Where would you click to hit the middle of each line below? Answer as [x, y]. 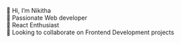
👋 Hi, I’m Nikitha [29, 11]
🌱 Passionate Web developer [47, 18]
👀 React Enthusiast [33, 25]
